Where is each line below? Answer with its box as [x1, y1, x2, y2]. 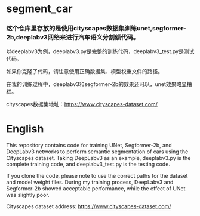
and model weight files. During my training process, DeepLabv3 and [6, 178, 174, 186]
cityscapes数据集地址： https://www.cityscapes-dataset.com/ [6, 101, 158, 108]
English [6, 122, 44, 135]
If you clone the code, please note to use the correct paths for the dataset [6, 172, 188, 180]
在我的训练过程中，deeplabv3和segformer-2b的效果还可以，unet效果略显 [6, 81, 187, 88]
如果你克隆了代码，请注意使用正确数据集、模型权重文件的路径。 [6, 68, 163, 75]
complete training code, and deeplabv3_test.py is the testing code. [6, 161, 170, 168]
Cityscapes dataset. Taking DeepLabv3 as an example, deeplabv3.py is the [6, 155, 191, 162]
